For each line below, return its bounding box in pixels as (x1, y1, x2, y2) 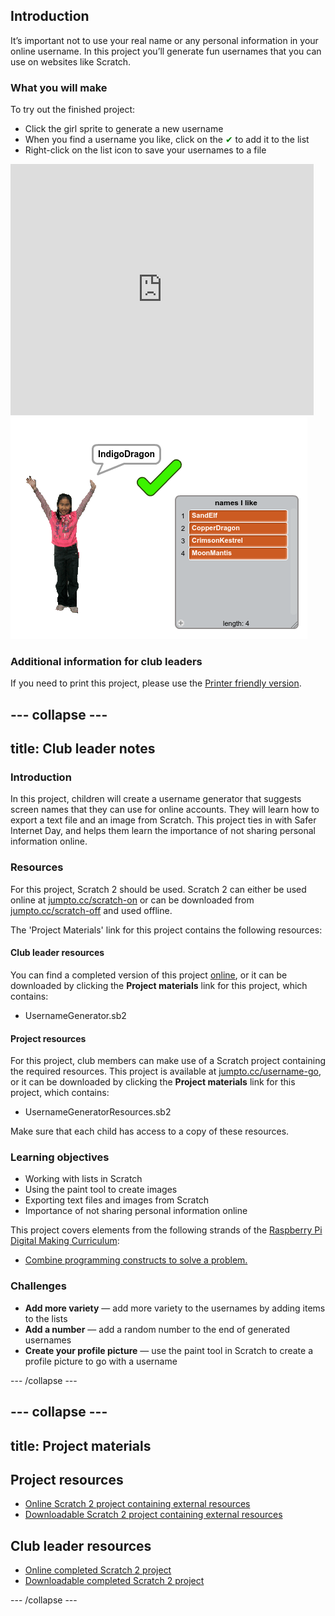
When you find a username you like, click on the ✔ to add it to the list (24, 134, 310, 146)
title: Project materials (10, 1437, 152, 1454)
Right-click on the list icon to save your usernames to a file (24, 144, 267, 156)
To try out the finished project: (10, 104, 136, 116)
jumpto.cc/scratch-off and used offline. (10, 904, 173, 916)
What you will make (10, 80, 108, 94)
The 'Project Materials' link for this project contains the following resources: (10, 924, 323, 936)
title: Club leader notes (10, 740, 156, 758)
